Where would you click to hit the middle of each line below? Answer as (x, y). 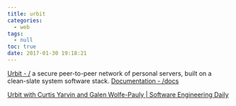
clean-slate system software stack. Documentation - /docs (93, 81)
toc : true (22, 47)
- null (23, 40)
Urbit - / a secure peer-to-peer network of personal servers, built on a (109, 73)
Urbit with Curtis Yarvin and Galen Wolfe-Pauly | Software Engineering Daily (118, 94)
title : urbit (27, 14)
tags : (15, 34)
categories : (25, 20)
